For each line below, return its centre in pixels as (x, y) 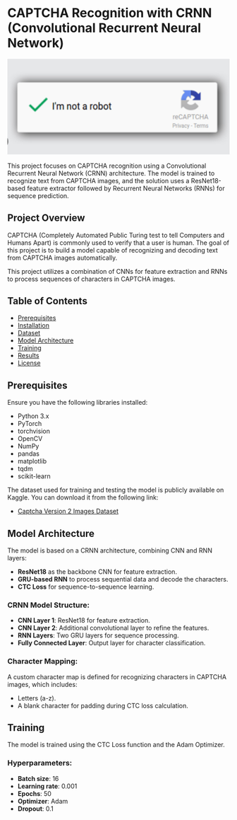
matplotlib (32, 461)
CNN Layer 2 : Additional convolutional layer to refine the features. (113, 628)
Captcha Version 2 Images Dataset (68, 512)
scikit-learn (34, 476)
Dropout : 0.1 (36, 809)
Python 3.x (33, 416)
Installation (34, 325)
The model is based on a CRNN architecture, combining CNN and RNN (110, 550)
